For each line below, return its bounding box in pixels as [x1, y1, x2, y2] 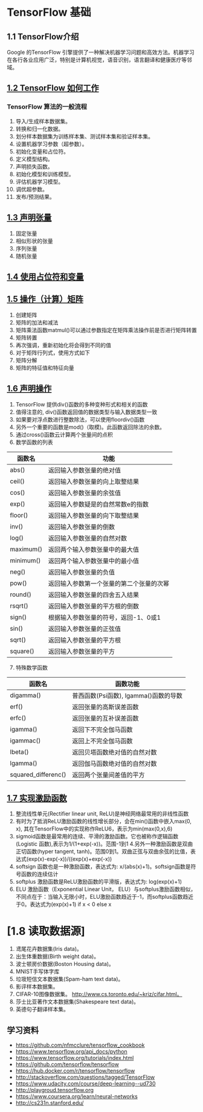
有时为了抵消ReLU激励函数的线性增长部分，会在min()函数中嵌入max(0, [15, 818, 192, 825]
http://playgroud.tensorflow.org [15, 1087, 94, 1094]
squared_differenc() [10, 770, 66, 779]
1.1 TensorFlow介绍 [7, 31, 79, 42]
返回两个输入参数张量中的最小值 [48, 556, 140, 565]
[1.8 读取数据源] [7, 924, 85, 938]
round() [10, 590, 32, 599]
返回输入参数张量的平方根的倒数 [48, 602, 140, 610]
